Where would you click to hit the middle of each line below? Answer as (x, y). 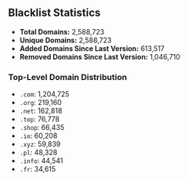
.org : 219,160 (40, 103)
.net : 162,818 (41, 111)
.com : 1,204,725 (44, 94)
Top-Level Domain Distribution (68, 77)
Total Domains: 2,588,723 (62, 31)
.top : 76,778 (40, 119)
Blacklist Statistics (54, 13)
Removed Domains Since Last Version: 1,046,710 (99, 56)
